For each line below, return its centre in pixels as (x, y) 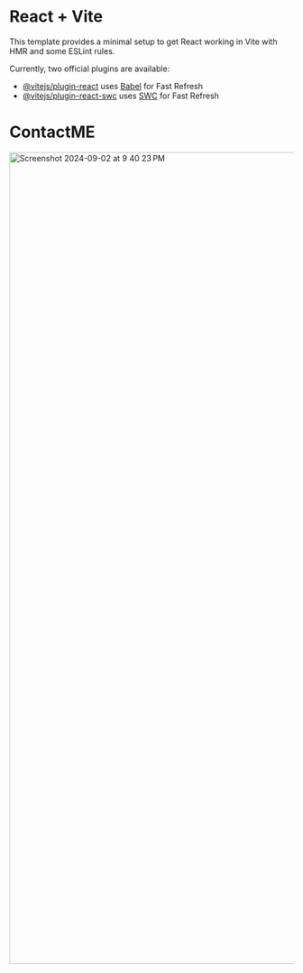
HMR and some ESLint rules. (62, 50)
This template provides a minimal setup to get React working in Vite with (143, 41)
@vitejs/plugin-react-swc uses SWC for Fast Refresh (120, 96)
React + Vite (56, 17)
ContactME (52, 132)
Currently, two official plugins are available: (90, 69)
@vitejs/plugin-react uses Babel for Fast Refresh (113, 86)
